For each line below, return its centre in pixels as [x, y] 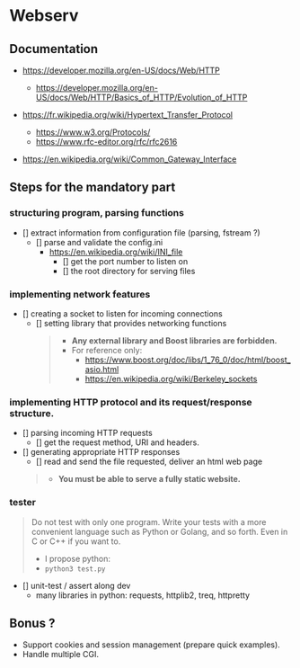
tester [22, 503]
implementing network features [80, 294]
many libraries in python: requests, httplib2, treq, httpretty [142, 595]
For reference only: [107, 350]
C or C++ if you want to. [76, 541]
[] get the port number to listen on [125, 261]
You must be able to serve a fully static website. [149, 479]
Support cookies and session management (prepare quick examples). [151, 645]
